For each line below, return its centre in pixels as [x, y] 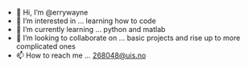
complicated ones [46, 46]
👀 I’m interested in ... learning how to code [86, 21]
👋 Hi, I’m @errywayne [52, 12]
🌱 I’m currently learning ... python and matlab [91, 29]
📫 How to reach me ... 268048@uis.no [81, 55]
